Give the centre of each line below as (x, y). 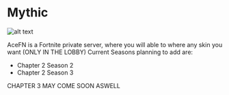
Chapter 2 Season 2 (45, 65)
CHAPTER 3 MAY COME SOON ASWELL (64, 85)
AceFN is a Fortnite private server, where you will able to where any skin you (115, 44)
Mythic (28, 13)
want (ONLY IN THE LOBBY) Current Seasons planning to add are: (100, 52)
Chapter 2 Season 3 (45, 72)
